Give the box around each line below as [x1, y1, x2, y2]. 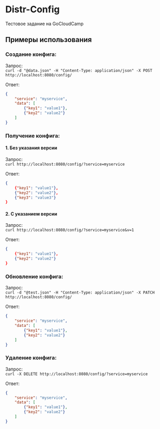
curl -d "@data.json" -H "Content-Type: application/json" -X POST [5, 68, 153, 73]
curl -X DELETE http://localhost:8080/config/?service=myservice [5, 371, 148, 377]
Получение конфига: [5, 132, 60, 139]
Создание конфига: [5, 51, 57, 58]
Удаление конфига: [5, 354, 57, 361]
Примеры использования [5, 35, 92, 44]
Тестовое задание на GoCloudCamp [5, 21, 84, 27]
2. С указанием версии [5, 210, 57, 217]
